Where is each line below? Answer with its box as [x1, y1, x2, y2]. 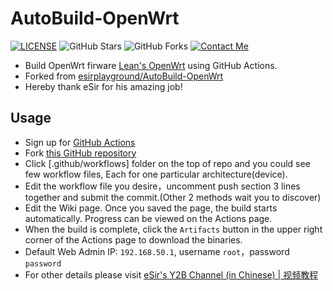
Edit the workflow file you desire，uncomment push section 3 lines [24, 180, 301, 192]
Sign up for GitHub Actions [24, 136, 136, 148]
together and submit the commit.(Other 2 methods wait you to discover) [24, 191, 322, 203]
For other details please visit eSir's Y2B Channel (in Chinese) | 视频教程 [24, 268, 319, 281]
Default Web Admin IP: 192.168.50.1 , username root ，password [24, 245, 290, 257]
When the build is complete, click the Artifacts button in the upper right [24, 223, 323, 235]
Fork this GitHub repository [24, 147, 137, 159]
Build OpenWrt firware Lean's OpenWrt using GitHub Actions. [24, 59, 278, 71]
